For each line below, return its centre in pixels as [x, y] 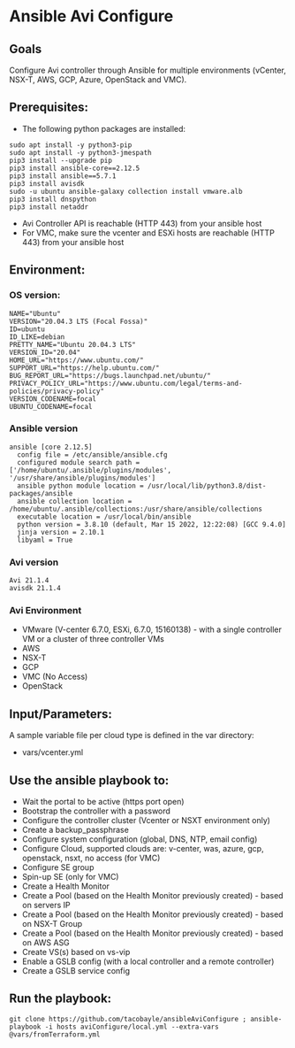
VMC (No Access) [55, 677]
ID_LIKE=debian [37, 337]
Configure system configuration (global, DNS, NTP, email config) [140, 839]
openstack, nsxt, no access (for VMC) [91, 858]
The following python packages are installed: [104, 128]
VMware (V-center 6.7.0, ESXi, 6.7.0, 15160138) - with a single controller [152, 629]
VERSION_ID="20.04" [45, 352]
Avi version [34, 562]
